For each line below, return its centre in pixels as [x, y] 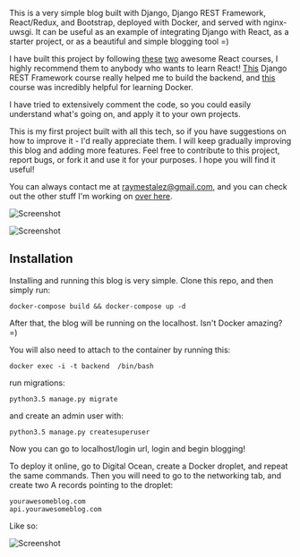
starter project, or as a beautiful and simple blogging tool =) [120, 41]
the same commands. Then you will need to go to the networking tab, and [146, 475]
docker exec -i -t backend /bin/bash [81, 366]
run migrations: [37, 383]
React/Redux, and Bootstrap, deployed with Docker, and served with [135, 22]
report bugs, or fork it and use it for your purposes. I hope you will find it [142, 160]
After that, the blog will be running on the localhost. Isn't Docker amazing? [146, 323]
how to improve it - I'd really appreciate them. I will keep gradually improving [150, 141]
